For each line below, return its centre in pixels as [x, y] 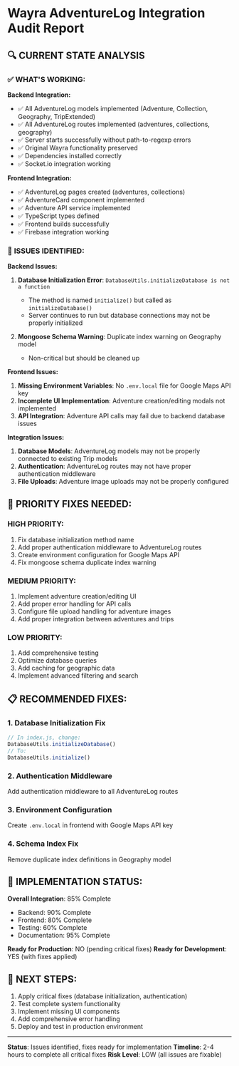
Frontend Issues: [33, 372]
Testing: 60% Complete [52, 928]
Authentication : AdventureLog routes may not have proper [104, 466]
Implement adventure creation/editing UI [77, 596]
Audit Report [46, 28]
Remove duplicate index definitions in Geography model [89, 859]
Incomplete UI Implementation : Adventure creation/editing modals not [121, 401]
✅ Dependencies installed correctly [70, 155]
